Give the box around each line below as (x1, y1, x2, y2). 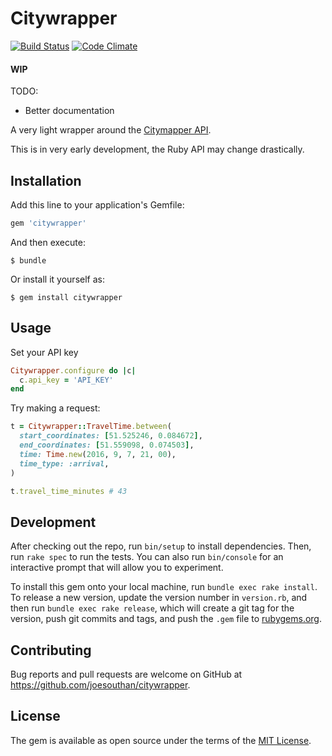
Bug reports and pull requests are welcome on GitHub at (10, 668, 243, 681)
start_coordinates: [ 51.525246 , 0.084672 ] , (19, 431, 203, 441)
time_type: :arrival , (19, 458, 110, 469)
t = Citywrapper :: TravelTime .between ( (10, 422, 172, 432)
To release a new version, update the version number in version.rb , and (10, 592, 308, 604)
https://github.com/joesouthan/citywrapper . (10, 679, 191, 691)
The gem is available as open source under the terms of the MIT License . (10, 734, 312, 746)
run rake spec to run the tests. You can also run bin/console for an (10, 551, 284, 563)
